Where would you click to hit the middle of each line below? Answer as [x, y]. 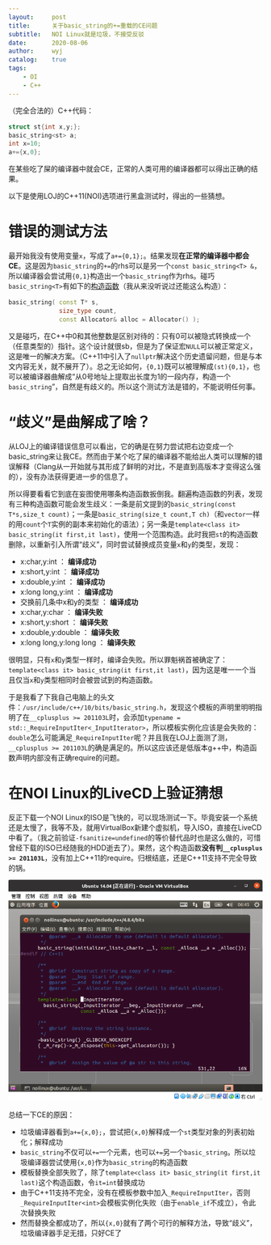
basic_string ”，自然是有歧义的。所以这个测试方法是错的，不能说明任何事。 [134, 386]
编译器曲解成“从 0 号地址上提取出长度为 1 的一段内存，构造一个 [130, 376]
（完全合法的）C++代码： [51, 110]
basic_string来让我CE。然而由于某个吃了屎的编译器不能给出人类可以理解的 [132, 456]
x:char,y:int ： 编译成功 [58, 561]
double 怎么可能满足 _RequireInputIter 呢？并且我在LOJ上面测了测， [120, 737]
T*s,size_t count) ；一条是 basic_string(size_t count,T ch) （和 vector [127, 514]
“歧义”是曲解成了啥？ [80, 422]
